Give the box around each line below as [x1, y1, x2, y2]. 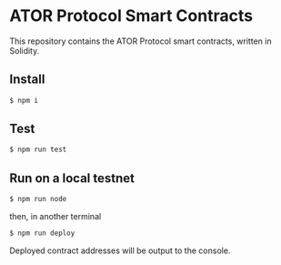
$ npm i [9, 96, 39, 105]
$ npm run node [9, 195, 67, 204]
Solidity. [9, 45, 40, 56]
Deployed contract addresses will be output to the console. [9, 245, 231, 256]
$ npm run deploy [9, 229, 75, 238]
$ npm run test [9, 145, 67, 155]
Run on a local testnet [9, 170, 135, 186]
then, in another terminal [9, 211, 102, 221]
